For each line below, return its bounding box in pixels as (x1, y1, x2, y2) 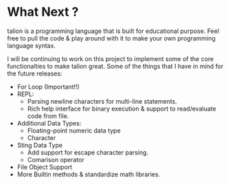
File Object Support (16, 163, 73, 171)
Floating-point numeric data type (27, 126, 122, 135)
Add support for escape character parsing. (27, 148, 149, 157)
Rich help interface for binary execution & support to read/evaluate (27, 104, 216, 113)
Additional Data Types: (16, 119, 82, 127)
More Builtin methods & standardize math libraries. (16, 170, 161, 179)
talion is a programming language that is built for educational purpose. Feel (7, 27, 220, 35)
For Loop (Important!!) (16, 82, 80, 91)
